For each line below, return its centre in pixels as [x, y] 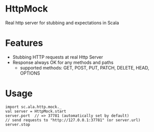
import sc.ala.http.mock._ [33, 107]
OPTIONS [30, 73]
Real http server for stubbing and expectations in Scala [62, 23]
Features [24, 43]
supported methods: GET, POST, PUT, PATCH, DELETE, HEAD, [85, 68]
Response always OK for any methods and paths [63, 62]
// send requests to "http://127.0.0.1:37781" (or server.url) [73, 120]
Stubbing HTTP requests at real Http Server [58, 57]
